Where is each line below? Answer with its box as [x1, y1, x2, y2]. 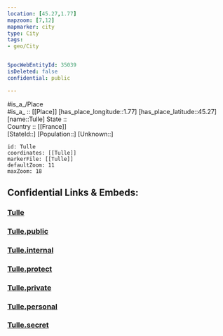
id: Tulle [7, 143, 36, 150]
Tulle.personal [7, 302, 58, 311]
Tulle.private [7, 283, 52, 293]
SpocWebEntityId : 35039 [7, 62, 77, 69]
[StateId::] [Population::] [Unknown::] [7, 129, 114, 138]
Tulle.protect [7, 264, 53, 274]
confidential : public [7, 74, 71, 81]
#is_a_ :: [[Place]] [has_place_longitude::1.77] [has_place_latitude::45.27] [7, 107, 217, 115]
